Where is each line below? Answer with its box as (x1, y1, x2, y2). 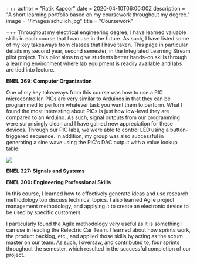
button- (169, 126, 189, 133)
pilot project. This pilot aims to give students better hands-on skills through (6, 54, 188, 60)
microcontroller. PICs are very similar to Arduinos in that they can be (6, 95, 171, 102)
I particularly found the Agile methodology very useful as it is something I (6, 220, 183, 227)
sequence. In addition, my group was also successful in (29, 133, 164, 140)
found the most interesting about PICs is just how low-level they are (6, 108, 169, 114)
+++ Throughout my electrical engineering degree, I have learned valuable (6, 29, 186, 36)
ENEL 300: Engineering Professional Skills (6, 179, 111, 185)
